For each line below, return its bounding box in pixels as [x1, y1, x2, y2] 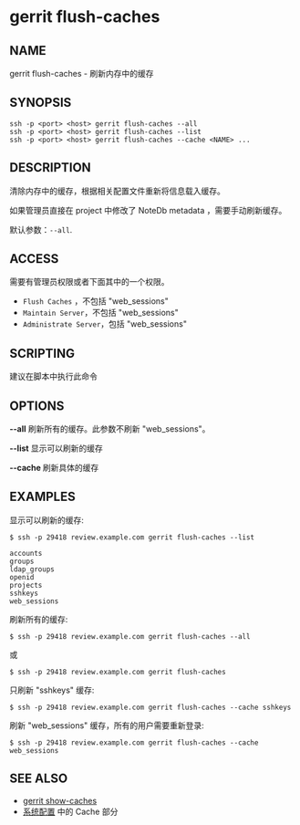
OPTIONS [9, 398, 65, 413]
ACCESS [9, 251, 59, 266]
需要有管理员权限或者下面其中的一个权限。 [9, 277, 170, 287]
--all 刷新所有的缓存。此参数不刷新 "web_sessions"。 [9, 423, 211, 434]
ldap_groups [9, 564, 55, 574]
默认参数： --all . [9, 224, 73, 235]
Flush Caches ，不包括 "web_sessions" [22, 296, 169, 307]
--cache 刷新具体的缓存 [9, 463, 99, 474]
